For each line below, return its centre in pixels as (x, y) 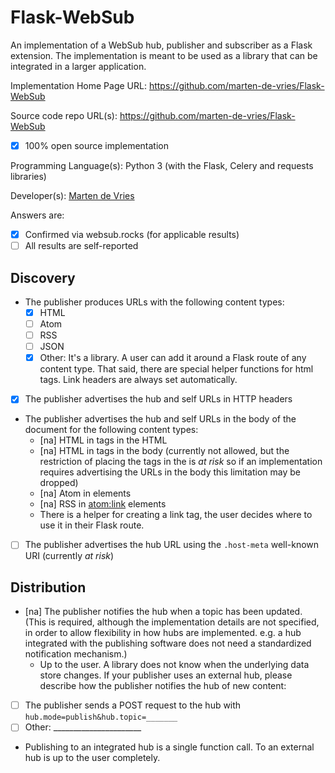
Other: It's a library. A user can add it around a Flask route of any (173, 358)
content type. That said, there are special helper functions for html (176, 369)
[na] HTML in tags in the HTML (103, 440)
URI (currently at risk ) (69, 556)
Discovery (43, 277)
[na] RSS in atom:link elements (103, 504)
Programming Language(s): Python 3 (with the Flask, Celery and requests (162, 165)
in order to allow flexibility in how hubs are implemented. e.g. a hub (163, 633)
